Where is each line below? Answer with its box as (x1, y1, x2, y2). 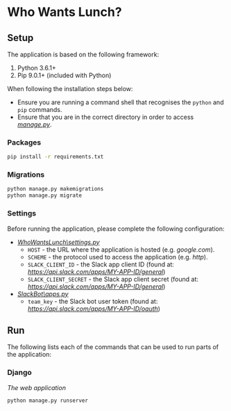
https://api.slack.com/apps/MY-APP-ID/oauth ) (27, 304, 161, 313)
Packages (7, 137, 42, 147)
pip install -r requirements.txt (7, 154, 104, 161)
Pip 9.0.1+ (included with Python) (17, 71, 112, 79)
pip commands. (17, 106, 62, 113)
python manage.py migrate (7, 192, 82, 199)
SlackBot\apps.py (17, 289, 69, 298)
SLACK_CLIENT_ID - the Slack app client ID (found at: (27, 260, 175, 268)
